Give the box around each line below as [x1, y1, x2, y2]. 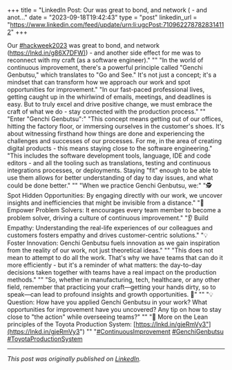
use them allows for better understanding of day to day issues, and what [7, 174, 213, 182]
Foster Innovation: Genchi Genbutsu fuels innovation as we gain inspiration [7, 239, 220, 247]
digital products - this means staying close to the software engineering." [7, 145, 213, 152]
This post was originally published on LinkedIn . [7, 355, 142, 362]
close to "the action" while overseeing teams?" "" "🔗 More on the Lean [7, 313, 209, 321]
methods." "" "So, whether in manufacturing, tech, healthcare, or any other [7, 276, 220, 284]
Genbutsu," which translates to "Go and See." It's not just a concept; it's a [7, 71, 217, 79]
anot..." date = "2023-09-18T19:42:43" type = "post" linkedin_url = [7, 13, 197, 21]
